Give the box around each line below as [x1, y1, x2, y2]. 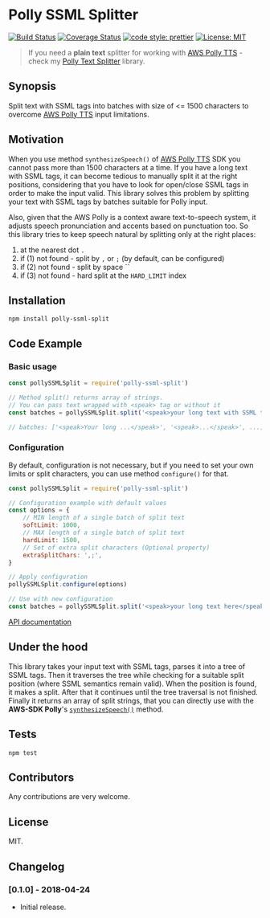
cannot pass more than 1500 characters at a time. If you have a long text [8, 162, 247, 172]
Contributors [8, 771, 75, 784]
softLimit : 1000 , [22, 521, 81, 529]
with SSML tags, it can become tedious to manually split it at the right [8, 171, 238, 181]
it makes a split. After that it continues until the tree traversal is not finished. [8, 687, 259, 696]
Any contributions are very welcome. [8, 792, 131, 802]
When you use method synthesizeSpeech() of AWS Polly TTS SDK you [8, 154, 241, 164]
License [8, 815, 49, 829]
